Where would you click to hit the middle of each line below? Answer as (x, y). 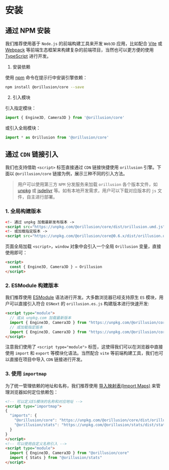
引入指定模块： (21, 108)
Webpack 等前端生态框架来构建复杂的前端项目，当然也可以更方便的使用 (80, 50)
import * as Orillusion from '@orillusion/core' (57, 137)
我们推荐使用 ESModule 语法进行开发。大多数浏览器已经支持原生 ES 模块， (82, 297)
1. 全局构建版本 (23, 211)
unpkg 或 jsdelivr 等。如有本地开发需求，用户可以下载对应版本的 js (87, 191)
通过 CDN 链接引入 (32, 154)
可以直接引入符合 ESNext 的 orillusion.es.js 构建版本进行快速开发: (79, 304)
